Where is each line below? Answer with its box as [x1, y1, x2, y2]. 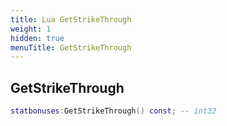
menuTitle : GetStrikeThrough [10, 42, 132, 53]
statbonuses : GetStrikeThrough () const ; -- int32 [10, 106, 217, 116]
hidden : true [10, 33, 65, 43]
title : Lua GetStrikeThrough [10, 14, 132, 25]
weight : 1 [10, 24, 52, 34]
